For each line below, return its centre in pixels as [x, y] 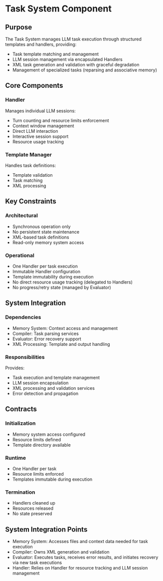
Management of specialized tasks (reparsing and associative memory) [85, 70]
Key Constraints [31, 201]
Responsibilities [25, 357]
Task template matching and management [55, 54]
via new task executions [37, 563]
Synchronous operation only [41, 226]
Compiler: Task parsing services [45, 333]
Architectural [22, 216]
